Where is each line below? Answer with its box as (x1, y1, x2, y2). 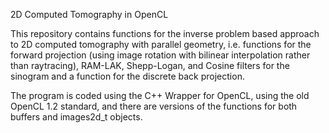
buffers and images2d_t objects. (10, 111, 143, 123)
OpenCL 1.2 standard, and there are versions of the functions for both (10, 100, 298, 112)
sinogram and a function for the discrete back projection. (10, 70, 245, 82)
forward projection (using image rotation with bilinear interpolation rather (10, 49, 311, 61)
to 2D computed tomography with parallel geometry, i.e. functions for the (10, 39, 312, 50)
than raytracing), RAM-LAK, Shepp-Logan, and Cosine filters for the (10, 60, 290, 71)
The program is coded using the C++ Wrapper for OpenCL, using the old (10, 90, 310, 101)
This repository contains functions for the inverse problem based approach (10, 28, 320, 39)
